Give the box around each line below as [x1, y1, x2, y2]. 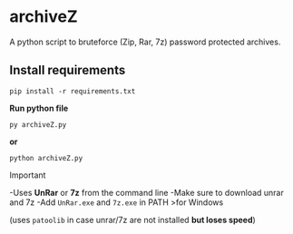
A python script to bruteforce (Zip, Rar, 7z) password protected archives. [9, 36, 281, 47]
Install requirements [9, 63, 126, 78]
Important [9, 170, 46, 180]
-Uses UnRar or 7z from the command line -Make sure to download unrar [9, 187, 284, 198]
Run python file [9, 102, 69, 113]
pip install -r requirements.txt [9, 86, 136, 96]
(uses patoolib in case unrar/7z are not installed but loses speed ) [9, 214, 256, 225]
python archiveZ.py [9, 153, 83, 162]
